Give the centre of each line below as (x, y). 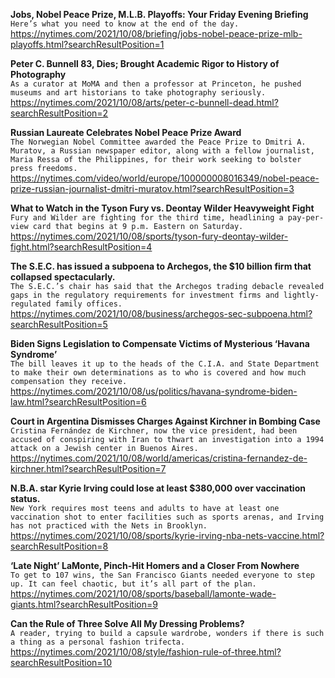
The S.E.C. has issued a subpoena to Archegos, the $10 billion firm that (161, 266)
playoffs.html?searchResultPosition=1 (87, 44)
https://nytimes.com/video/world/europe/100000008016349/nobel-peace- (165, 178)
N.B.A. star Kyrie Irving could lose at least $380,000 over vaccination (158, 488)
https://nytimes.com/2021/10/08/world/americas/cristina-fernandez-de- (159, 458)
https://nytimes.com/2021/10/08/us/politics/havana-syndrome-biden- (154, 391)
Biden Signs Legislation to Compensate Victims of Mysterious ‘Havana (160, 343)
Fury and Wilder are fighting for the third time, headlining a (147, 218)
